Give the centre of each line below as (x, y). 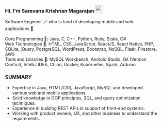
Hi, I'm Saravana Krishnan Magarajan (50, 11)
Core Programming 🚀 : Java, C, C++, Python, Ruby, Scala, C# (65, 39)
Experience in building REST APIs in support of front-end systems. (78, 108)
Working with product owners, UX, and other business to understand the (85, 113)
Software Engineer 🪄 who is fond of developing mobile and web (69, 22)
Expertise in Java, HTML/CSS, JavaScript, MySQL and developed (77, 87)
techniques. (24, 103)
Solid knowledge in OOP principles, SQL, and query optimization (76, 98)
